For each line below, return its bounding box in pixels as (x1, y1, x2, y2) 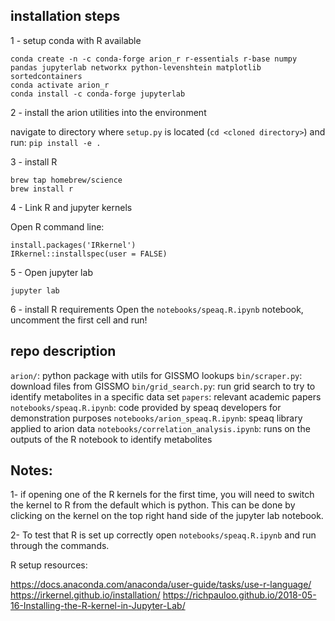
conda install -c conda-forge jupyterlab (10, 89, 186, 99)
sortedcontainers (10, 71, 83, 81)
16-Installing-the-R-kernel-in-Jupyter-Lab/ (10, 600, 186, 612)
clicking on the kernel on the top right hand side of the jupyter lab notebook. (10, 510, 324, 522)
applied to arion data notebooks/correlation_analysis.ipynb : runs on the (10, 422, 311, 434)
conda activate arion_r (10, 80, 110, 90)
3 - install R (10, 155, 58, 168)
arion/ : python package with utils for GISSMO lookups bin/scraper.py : (10, 369, 303, 381)
